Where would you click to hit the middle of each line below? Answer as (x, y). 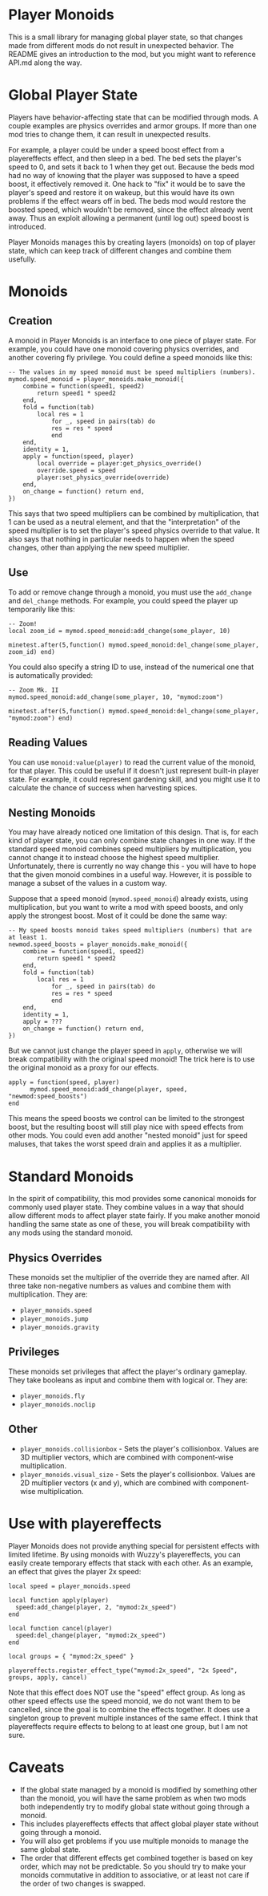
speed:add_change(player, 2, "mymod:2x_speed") (96, 1607)
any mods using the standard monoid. (71, 1232)
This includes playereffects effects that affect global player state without (139, 1824)
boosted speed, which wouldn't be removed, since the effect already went (131, 209)
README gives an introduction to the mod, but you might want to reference (132, 54)
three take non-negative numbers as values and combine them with (120, 1286)
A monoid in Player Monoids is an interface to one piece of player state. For (132, 340)
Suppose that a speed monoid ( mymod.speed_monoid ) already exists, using (128, 899)
